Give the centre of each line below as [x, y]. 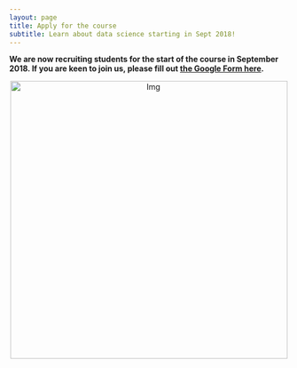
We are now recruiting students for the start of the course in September [144, 60]
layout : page [33, 17]
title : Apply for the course [63, 26]
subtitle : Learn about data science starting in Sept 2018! [123, 34]
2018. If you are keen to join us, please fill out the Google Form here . [137, 68]
